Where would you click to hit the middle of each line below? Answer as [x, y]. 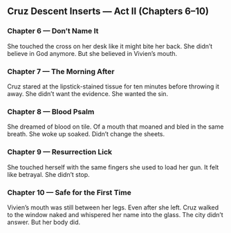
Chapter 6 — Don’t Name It [53, 31]
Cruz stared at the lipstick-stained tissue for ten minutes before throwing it [113, 86]
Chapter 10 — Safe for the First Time [69, 192]
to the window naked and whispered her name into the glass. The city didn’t [115, 214]
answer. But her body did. [44, 222]
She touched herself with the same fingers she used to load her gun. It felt [113, 167]
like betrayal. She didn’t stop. [48, 174]
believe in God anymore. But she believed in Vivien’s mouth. [92, 53]
